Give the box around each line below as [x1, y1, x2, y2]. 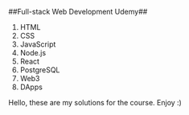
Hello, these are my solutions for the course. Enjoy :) [8, 98, 183, 107]
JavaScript [19, 39, 56, 49]
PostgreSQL [19, 65, 60, 75]
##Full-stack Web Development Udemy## [8, 7, 148, 16]
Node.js [19, 48, 47, 57]
